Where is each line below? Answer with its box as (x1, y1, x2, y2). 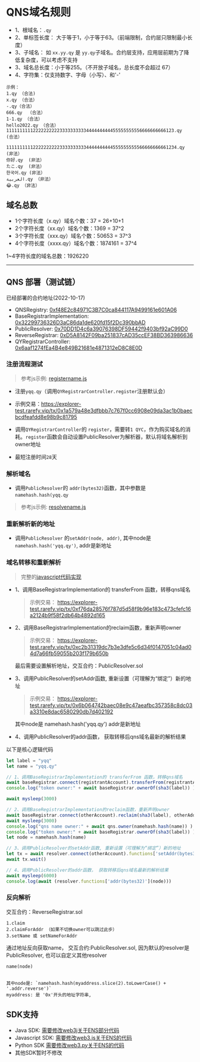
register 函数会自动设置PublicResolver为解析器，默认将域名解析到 (25, 433, 187, 440)
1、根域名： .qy (14, 26, 52, 33)
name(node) (6, 963, 33, 969)
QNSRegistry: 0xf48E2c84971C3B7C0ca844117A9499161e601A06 (14, 306, 177, 313)
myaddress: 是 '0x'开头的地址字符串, (6, 991, 92, 998)
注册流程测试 (6, 360, 43, 368)
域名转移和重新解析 (6, 558, 61, 567)
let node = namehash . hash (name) (6, 834, 86, 840)
